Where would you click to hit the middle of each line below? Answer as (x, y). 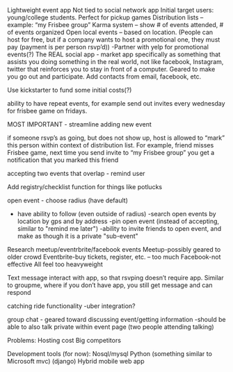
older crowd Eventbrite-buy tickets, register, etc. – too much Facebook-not (114, 257)
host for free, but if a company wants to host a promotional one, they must (114, 40)
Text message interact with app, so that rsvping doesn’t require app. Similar (115, 278)
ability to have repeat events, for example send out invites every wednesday (116, 103)
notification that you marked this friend (63, 160)
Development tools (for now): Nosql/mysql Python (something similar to (110, 354)
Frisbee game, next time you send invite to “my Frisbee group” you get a (111, 153)
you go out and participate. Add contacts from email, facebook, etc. (104, 76)
